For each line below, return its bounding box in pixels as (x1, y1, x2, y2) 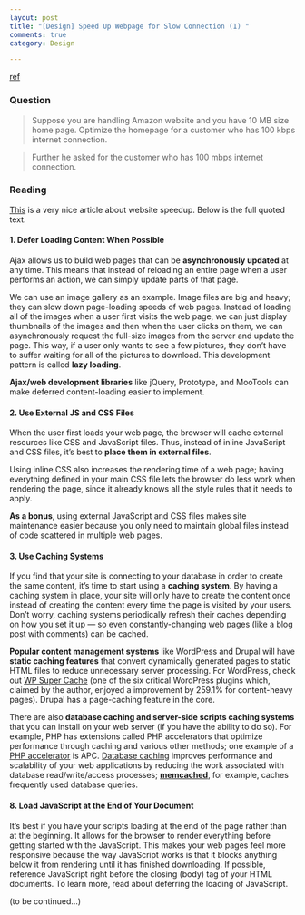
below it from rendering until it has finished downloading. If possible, (9, 859, 266, 870)
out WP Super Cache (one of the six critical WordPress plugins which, (9, 675, 271, 686)
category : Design (9, 38, 75, 48)
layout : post (9, 13, 59, 23)
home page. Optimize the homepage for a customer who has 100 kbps (31, 124, 296, 135)
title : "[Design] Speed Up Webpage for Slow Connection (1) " (9, 22, 250, 31)
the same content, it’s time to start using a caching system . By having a (9, 580, 279, 591)
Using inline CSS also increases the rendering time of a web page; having (9, 464, 284, 475)
